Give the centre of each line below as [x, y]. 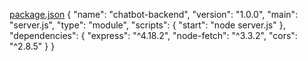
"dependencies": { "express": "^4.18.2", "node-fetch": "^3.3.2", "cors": [153, 35]
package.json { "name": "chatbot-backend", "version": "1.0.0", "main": [154, 14]
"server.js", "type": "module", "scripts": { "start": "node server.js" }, [147, 25]
